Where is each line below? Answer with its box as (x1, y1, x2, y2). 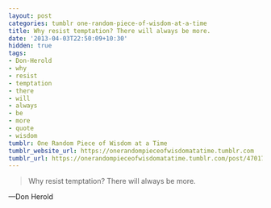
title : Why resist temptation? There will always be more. (8, 27, 211, 35)
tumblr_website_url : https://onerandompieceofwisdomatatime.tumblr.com (8, 147, 254, 155)
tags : (8, 49, 27, 57)
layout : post (8, 11, 52, 20)
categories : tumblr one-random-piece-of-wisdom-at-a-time (8, 19, 207, 27)
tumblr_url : (8, 154, 48, 162)
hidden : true (8, 42, 52, 50)
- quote (8, 124, 35, 132)
